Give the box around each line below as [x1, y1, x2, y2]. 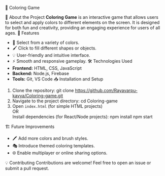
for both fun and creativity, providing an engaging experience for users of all [5, 25, 160, 31]
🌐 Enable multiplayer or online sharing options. [12, 150, 107, 156]
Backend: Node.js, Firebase [12, 71, 69, 76]
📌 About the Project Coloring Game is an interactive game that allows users [5, 14, 159, 20]
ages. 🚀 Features [5, 30, 39, 36]
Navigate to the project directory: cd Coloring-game [12, 98, 118, 104]
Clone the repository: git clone [12, 88, 74, 93]
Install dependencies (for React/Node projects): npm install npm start [12, 114, 153, 120]
